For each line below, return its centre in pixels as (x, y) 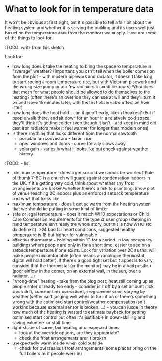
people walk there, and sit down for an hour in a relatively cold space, (81, 118)
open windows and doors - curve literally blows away (72, 143)
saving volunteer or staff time (41, 322)
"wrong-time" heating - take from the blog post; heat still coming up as (83, 281)
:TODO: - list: (18, 163)
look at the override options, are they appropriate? (69, 333)
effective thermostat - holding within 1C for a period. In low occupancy (82, 240)
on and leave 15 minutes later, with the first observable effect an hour (81, 102)
